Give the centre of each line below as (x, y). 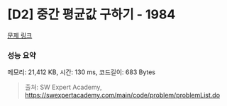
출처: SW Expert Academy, (63, 87)
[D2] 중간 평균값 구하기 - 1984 (92, 14)
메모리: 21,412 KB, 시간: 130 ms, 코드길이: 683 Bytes (82, 72)
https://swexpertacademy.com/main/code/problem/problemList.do (122, 95)
